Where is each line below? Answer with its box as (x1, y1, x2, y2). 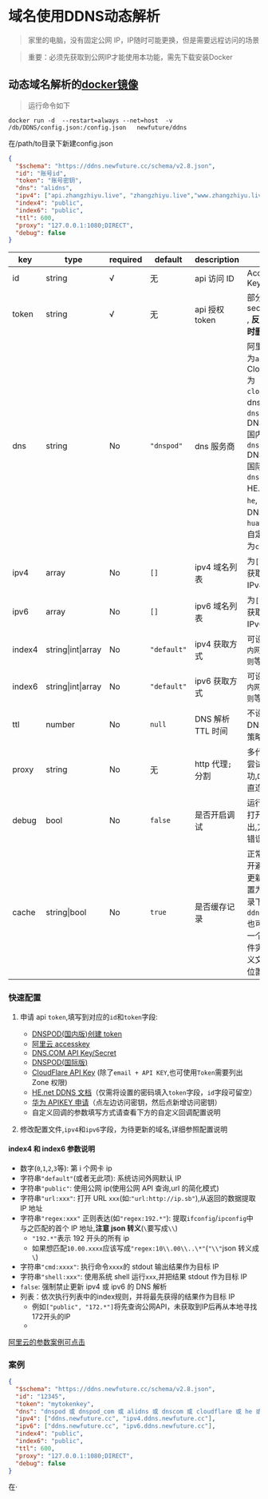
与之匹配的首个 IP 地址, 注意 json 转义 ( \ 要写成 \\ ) (19, 1223, 178, 1233)
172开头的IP (31, 1311, 71, 1321)
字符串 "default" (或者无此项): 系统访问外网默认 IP (19, 1173, 182, 1183)
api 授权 (194, 304, 225, 316)
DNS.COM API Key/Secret (31, 1048, 117, 1057)
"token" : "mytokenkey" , (15, 1400, 94, 1408)
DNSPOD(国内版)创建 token (31, 1028, 122, 1039)
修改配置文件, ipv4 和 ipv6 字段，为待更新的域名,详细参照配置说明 (19, 1124, 228, 1134)
